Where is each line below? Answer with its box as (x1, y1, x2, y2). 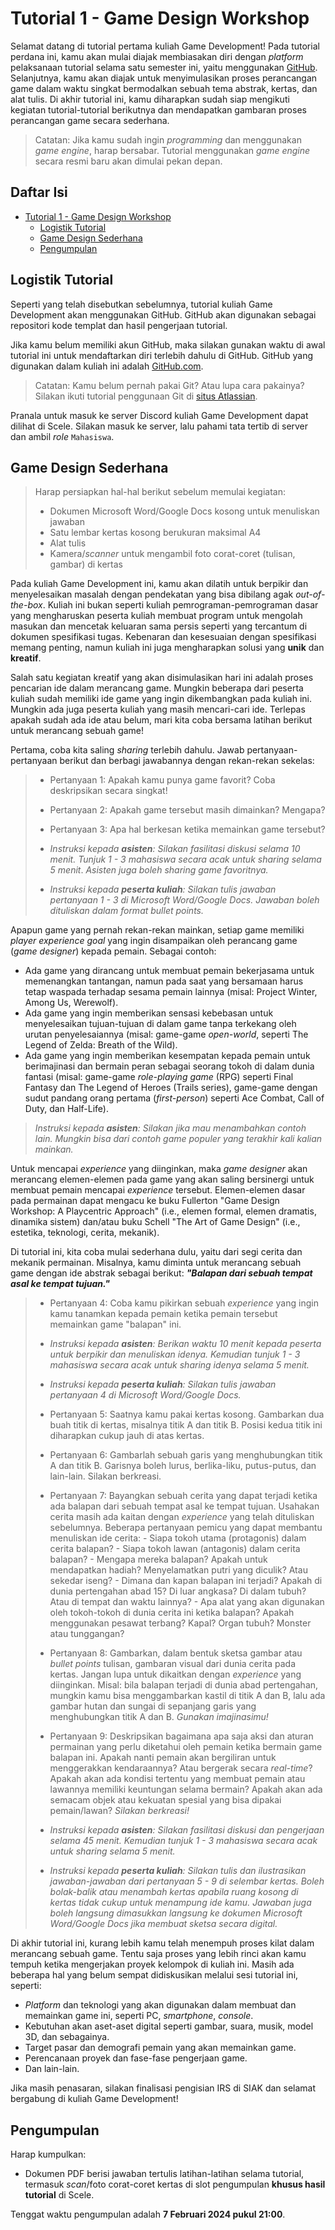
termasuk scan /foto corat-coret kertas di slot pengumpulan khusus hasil (24, 2178, 326, 2191)
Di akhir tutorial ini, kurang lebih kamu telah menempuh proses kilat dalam (10, 1937, 315, 1949)
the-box (10, 599, 43, 611)
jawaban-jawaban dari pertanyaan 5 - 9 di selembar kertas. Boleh (49, 1875, 325, 1887)
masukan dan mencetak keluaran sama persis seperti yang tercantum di (10, 620, 308, 632)
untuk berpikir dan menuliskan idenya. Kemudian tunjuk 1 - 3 (49, 1348, 301, 1361)
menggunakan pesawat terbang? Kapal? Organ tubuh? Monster (49, 1617, 312, 1629)
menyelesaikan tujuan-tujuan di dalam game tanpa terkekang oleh (24, 1018, 297, 1030)
